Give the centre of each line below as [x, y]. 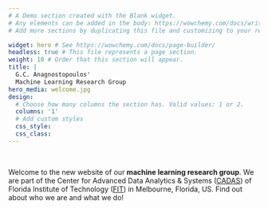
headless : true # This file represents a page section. [103, 53]
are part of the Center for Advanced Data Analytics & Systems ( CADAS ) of [130, 180]
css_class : [33, 134]
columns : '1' [37, 112]
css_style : [33, 127]
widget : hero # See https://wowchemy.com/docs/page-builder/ [112, 45]
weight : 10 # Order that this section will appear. [96, 60]
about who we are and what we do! [66, 197]
